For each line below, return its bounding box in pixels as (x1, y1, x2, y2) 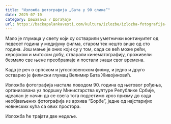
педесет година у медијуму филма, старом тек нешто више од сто (5, 41, 150, 47)
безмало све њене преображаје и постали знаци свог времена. (5, 57, 145, 63)
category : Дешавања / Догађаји (5, 17, 72, 22)
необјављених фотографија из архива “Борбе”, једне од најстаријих (5, 98, 153, 104)
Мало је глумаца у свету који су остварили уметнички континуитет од (5, 35, 159, 42)
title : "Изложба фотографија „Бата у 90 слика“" (5, 7, 110, 13)
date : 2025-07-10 (5, 12, 42, 17)
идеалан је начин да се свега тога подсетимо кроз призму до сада (5, 93, 152, 99)
